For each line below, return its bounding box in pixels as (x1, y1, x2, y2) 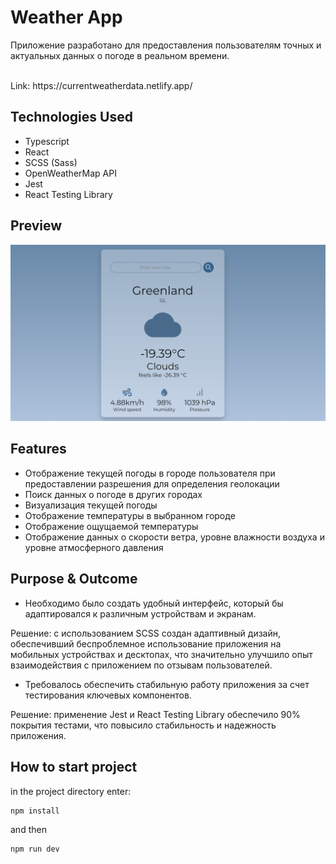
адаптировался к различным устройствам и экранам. (24, 607, 257, 620)
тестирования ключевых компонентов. (24, 689, 192, 701)
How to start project (10, 759, 138, 776)
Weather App (10, 6, 123, 29)
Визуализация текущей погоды (24, 499, 158, 511)
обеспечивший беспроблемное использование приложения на (10, 637, 282, 650)
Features (10, 441, 67, 458)
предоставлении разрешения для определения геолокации (24, 477, 280, 490)
